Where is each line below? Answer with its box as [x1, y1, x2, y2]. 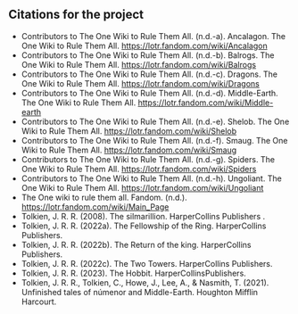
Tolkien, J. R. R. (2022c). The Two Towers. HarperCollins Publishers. [21, 258, 273, 269]
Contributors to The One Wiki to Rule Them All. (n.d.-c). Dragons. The [21, 69, 278, 79]
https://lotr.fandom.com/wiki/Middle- [137, 97, 274, 108]
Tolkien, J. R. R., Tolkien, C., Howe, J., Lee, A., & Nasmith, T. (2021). [21, 277, 269, 288]
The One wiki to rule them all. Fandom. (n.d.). [21, 192, 188, 202]
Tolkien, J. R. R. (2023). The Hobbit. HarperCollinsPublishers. [21, 268, 246, 278]
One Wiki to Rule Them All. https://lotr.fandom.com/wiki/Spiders [21, 163, 257, 174]
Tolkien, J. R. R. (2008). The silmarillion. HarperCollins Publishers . [21, 211, 266, 221]
